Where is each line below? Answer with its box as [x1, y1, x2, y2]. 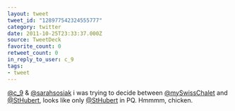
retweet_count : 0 [7, 50, 59, 57]
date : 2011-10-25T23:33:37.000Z [7, 30, 102, 37]
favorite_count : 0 [7, 43, 61, 50]
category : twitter [7, 23, 61, 30]
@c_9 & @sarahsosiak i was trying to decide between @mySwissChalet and [7, 89, 228, 97]
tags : [7, 63, 23, 70]
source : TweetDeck [7, 37, 61, 44]
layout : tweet [7, 10, 49, 18]
